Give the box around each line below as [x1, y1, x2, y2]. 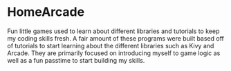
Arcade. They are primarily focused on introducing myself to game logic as [7, 49, 221, 57]
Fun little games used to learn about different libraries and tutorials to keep [7, 27, 220, 35]
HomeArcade [7, 4, 85, 20]
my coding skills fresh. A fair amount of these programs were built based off [7, 34, 225, 42]
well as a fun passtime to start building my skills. [7, 56, 145, 64]
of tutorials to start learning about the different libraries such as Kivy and [7, 41, 214, 50]
